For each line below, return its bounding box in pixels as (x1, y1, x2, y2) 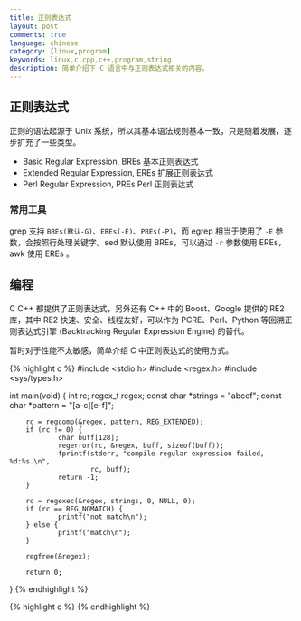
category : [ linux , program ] (9, 47, 111, 56)
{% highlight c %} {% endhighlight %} (9, 601, 151, 612)
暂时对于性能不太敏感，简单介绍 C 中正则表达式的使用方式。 (9, 345, 234, 356)
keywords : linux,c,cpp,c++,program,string (9, 55, 172, 64)
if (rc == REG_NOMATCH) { (25, 504, 124, 513)
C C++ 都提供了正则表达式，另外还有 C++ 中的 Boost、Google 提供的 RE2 (9, 302, 285, 313)
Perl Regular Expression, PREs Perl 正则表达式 (22, 178, 194, 189)
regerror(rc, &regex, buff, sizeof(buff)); (57, 441, 224, 450)
